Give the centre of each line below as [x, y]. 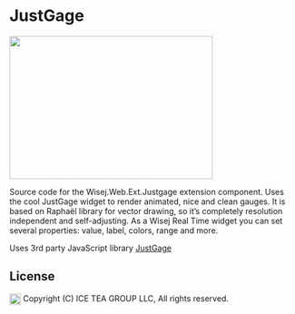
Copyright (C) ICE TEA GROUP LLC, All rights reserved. [126, 298]
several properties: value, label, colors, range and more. [114, 230]
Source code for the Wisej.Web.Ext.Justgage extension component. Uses [147, 191]
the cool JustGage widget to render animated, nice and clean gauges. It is [147, 201]
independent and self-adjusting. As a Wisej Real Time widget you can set [146, 221]
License [32, 276]
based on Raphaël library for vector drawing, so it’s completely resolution [146, 211]
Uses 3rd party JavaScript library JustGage [91, 248]
